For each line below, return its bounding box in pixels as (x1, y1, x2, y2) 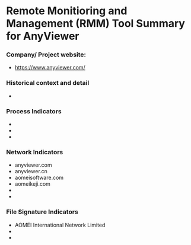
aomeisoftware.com (14, 174, 64, 182)
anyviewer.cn (14, 168, 47, 175)
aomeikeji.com (14, 180, 50, 187)
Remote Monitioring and (6, 4, 128, 18)
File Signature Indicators (6, 208, 78, 216)
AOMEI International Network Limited (14, 221, 106, 228)
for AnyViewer (6, 30, 79, 43)
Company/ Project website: (6, 50, 87, 59)
